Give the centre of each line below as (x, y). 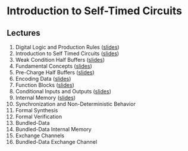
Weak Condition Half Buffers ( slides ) (60, 60)
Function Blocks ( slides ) (45, 85)
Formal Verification (38, 117)
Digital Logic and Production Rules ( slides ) (67, 47)
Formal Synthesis (37, 110)
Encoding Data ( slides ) (43, 79)
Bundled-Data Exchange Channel (56, 142)
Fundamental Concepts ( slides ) (54, 66)
